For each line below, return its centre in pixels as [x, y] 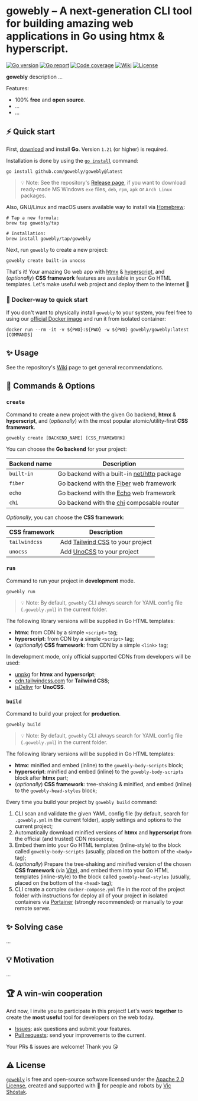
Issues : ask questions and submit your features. [73, 1029]
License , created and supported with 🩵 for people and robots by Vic [89, 1086]
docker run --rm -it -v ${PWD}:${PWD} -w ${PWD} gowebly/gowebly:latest [98, 330]
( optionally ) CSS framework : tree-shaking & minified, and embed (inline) [103, 784]
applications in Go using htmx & [85, 36]
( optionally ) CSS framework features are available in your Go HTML [89, 278]
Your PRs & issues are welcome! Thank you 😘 [62, 1046]
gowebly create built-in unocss [46, 260]
